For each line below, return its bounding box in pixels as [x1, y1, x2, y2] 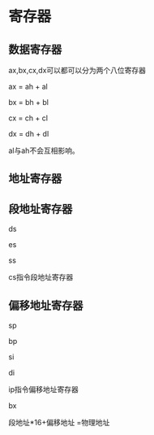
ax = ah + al [8, 82, 49, 91]
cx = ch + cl [8, 113, 49, 123]
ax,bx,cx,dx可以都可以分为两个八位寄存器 [8, 66, 147, 75]
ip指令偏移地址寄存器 [8, 385, 79, 394]
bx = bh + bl [8, 98, 49, 107]
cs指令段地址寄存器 [8, 272, 74, 282]
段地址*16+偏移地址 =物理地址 [8, 418, 110, 428]
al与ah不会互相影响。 [8, 146, 79, 155]
